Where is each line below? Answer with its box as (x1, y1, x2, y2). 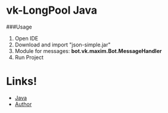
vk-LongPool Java (6, 4, 98, 17)
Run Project (14, 54, 43, 61)
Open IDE (14, 34, 39, 42)
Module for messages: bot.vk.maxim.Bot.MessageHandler (14, 47, 162, 54)
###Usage (6, 23, 33, 30)
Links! (6, 75, 38, 88)
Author (14, 101, 32, 108)
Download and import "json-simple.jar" (14, 41, 111, 48)
